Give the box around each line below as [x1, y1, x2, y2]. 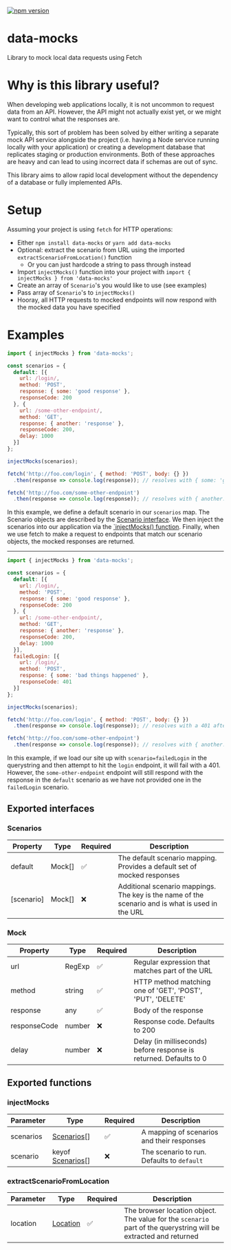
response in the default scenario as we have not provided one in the [7, 775, 201, 784]
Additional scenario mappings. [118, 882, 217, 891]
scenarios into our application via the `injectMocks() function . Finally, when [7, 523, 220, 531]
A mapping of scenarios [141, 1127, 219, 1136]
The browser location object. [123, 1205, 217, 1215]
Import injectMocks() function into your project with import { [16, 267, 191, 275]
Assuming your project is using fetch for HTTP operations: [7, 225, 173, 233]
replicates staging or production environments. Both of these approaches [7, 150, 215, 158]
